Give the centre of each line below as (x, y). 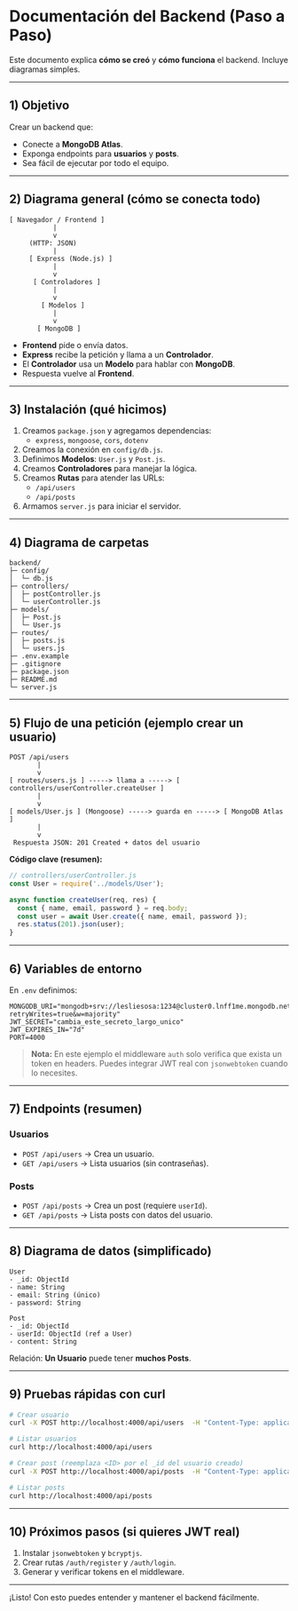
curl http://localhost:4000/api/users (81, 1448)
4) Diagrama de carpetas (79, 542)
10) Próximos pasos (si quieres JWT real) (125, 1532)
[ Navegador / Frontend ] (57, 219)
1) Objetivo (39, 105)
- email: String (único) (55, 1295)
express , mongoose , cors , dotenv (92, 440)
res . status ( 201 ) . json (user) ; (71, 925)
